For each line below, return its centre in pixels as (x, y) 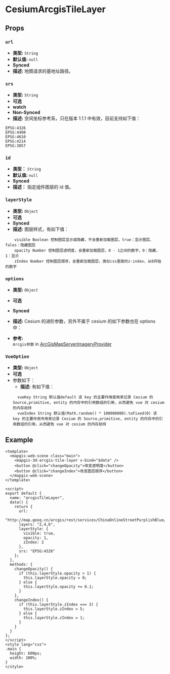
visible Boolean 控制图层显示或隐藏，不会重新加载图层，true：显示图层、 (84, 240)
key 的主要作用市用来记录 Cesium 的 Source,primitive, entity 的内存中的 (86, 419)
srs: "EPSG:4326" (37, 551)
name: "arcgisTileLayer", (37, 498)
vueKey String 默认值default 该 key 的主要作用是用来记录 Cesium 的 (85, 397)
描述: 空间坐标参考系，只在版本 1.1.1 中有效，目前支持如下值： (76, 118)
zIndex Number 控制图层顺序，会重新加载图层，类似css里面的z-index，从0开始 (88, 261)
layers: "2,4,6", (37, 525)
